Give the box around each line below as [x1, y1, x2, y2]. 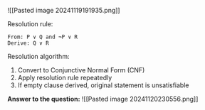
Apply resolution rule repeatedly [17, 74, 112, 82]
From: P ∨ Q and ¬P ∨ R [7, 33, 78, 40]
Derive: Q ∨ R [7, 40, 50, 47]
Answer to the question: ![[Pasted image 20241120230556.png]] [7, 95, 199, 103]
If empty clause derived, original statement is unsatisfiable [17, 81, 189, 89]
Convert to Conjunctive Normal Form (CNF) [17, 66, 145, 74]
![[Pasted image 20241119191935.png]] [7, 6, 120, 14]
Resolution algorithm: [7, 53, 70, 60]
